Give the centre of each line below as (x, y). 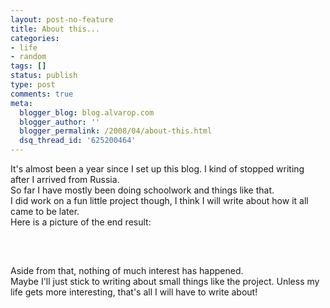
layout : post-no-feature (62, 19)
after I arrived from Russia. (65, 179)
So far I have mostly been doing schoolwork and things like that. (142, 190)
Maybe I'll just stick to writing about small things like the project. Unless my (165, 281)
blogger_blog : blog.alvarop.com (87, 112)
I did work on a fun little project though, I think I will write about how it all (159, 200)
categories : (35, 38)
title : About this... (55, 29)
